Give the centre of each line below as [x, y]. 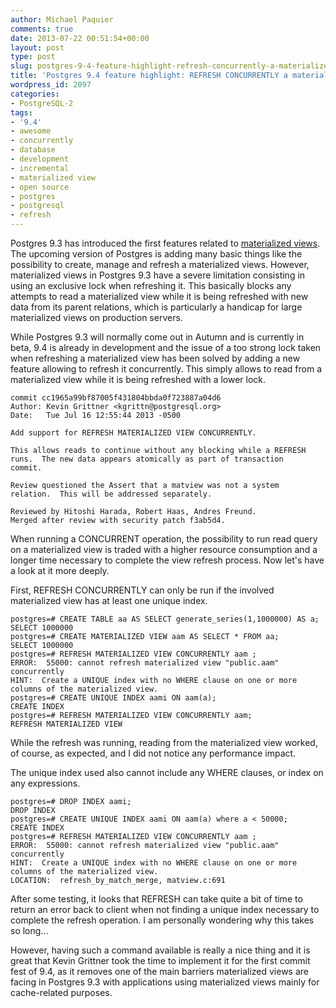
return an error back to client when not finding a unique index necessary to [165, 909]
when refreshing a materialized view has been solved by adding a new [155, 358]
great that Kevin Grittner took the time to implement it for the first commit [160, 960]
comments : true [42, 29]
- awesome [31, 131]
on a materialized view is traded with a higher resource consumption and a [164, 549]
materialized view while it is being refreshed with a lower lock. [138, 379]
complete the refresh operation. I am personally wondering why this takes [162, 920]
